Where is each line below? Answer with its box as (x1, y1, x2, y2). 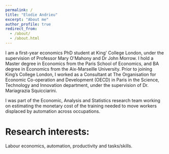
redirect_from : (5, 26, 38, 32)
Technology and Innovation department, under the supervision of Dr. (5, 82, 149, 88)
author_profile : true (5, 21, 51, 27)
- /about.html (10, 36, 40, 41)
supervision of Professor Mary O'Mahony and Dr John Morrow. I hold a (5, 55, 154, 61)
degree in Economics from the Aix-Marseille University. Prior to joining (5, 66, 152, 72)
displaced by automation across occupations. (5, 108, 100, 114)
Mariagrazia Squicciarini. (5, 87, 57, 94)
